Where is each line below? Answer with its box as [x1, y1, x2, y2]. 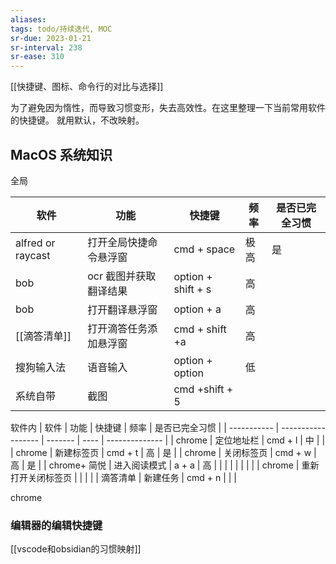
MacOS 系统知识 [10, 146, 113, 163]
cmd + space [173, 242, 236, 256]
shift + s [173, 282, 212, 296]
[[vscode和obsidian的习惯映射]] [10, 543, 142, 555]
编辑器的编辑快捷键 [10, 518, 103, 532]
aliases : [10, 14, 47, 25]
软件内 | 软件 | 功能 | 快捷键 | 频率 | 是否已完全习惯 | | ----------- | [10, 421, 280, 433]
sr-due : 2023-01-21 [10, 33, 92, 43]
